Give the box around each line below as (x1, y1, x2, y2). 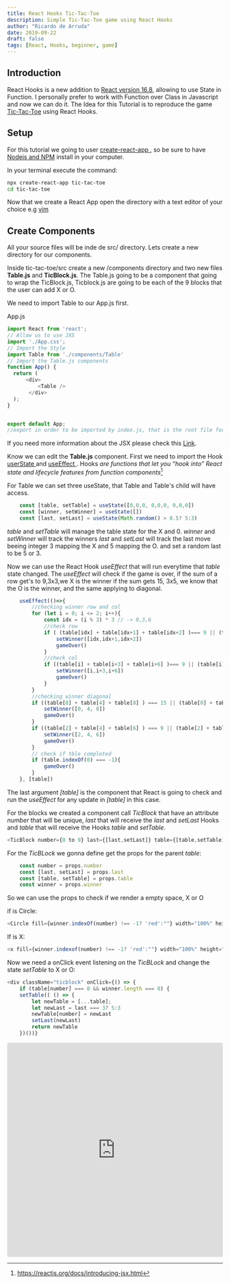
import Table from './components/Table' (7, 351, 125, 358)
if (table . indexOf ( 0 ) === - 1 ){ (31, 757, 121, 764)
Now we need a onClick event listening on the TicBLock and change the (7, 958, 210, 967)
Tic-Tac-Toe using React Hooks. (7, 107, 98, 115)
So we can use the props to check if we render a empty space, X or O (7, 894, 204, 902)
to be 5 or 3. (7, 549, 42, 557)
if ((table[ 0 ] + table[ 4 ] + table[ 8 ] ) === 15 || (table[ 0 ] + (31, 699, 213, 706)
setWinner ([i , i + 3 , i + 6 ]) (55, 668, 125, 675)
